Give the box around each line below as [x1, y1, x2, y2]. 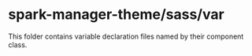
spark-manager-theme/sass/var [8, 6, 224, 24]
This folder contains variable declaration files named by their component [8, 32, 244, 41]
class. [8, 39, 28, 49]
